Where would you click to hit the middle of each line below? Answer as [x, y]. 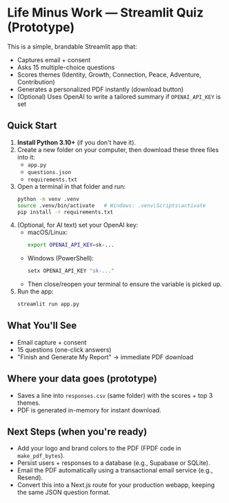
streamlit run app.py [48, 304]
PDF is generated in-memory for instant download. [89, 410]
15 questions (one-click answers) [64, 350]
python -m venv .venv [48, 199]
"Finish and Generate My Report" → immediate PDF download [105, 357]
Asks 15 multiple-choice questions [66, 67]
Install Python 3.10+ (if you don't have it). [77, 142]
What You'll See [42, 326]
